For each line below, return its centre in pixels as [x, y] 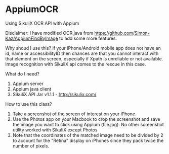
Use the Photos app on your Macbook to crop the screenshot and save [86, 119]
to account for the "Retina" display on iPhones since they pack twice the [88, 140]
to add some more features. [88, 38]
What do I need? [22, 73]
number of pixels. [31, 146]
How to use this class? [29, 104]
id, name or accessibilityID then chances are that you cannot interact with [82, 53]
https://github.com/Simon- [122, 33]
